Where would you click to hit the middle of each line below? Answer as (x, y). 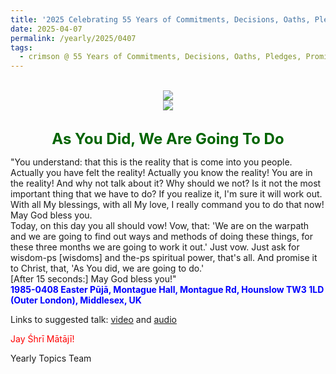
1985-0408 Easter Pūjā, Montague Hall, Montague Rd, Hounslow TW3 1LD (167, 290)
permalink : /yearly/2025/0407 (73, 38)
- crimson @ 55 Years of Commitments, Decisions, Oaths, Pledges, (160, 57)
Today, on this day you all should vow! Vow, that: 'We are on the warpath (160, 226)
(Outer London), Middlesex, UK (76, 300)
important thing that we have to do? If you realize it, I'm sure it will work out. (166, 194)
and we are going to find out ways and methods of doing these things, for (162, 237)
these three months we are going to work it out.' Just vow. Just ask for (155, 247)
